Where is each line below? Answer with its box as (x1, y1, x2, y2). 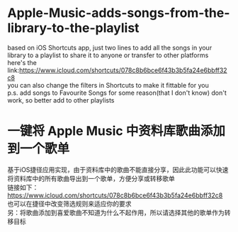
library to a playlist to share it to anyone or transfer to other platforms (7, 51, 209, 59)
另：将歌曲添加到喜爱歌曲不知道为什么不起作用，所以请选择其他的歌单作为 (7, 208, 225, 216)
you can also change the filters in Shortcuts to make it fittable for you (7, 81, 209, 89)
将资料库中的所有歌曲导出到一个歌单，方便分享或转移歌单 (7, 174, 175, 182)
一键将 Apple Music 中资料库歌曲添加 (7, 123, 225, 139)
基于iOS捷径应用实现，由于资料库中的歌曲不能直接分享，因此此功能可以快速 (7, 165, 229, 174)
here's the (7, 58, 37, 66)
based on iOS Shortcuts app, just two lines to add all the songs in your (7, 43, 212, 52)
